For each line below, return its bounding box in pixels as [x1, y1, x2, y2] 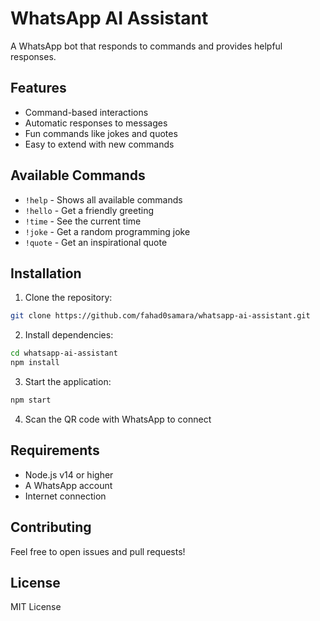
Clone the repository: [24, 292, 113, 304]
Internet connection [24, 490, 107, 502]
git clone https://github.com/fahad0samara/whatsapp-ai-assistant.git [10, 311, 311, 321]
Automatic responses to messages [24, 117, 168, 129]
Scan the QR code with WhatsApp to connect [24, 413, 212, 425]
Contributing [10, 519, 92, 536]
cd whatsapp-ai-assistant [10, 348, 118, 359]
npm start [10, 395, 52, 405]
